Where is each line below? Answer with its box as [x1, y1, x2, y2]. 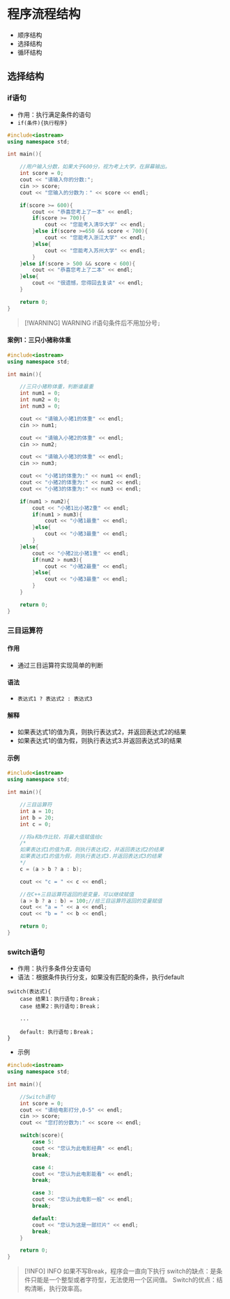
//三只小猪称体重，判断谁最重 [20, 383, 94, 390]
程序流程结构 [7, 6, 82, 22]
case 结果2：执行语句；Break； [20, 1003, 101, 1010]
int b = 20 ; [20, 814, 54, 821]
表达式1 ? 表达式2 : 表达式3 [17, 695, 93, 702]
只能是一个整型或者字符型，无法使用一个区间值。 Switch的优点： [30, 1276, 217, 1284]
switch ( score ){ [20, 1132, 64, 1139]
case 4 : [32, 1164, 54, 1171]
